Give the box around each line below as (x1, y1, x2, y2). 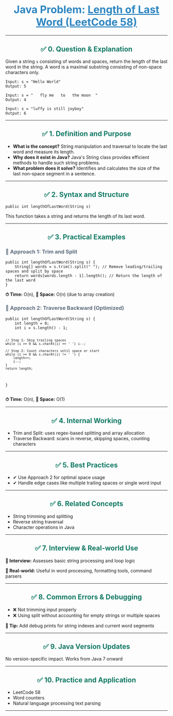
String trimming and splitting (12, 513, 73, 519)
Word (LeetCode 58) (36, 15, 137, 29)
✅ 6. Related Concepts (49, 499, 124, 508)
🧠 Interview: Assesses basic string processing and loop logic (5, 557, 135, 564)
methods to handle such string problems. (12, 160, 100, 166)
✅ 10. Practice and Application (37, 675, 136, 684)
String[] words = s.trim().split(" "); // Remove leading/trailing (14, 264, 162, 270)
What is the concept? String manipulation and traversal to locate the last (12, 143, 167, 149)
